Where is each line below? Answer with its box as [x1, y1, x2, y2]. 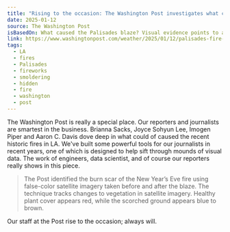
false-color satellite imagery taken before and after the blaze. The [23, 182, 209, 190]
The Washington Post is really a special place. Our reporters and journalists [7, 118, 219, 126]
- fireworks [13, 67, 48, 74]
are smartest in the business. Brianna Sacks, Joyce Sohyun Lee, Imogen [7, 125, 211, 133]
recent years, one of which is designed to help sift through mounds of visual [7, 146, 222, 155]
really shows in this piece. [7, 162, 80, 170]
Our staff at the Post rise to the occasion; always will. [7, 217, 157, 225]
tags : [7, 42, 23, 49]
